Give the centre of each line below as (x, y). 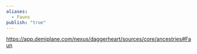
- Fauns (21, 17)
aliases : (17, 11)
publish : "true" (26, 22)
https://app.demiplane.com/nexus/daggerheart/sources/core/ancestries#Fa (98, 39)
